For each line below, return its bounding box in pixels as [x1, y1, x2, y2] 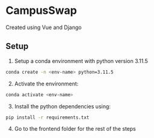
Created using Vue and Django [5, 24, 82, 31]
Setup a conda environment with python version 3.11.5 [14, 57, 149, 64]
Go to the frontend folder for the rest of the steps [14, 125, 136, 133]
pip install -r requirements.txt [5, 114, 90, 120]
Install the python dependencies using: [14, 102, 111, 110]
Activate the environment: [14, 80, 79, 87]
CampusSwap [5, 4, 78, 18]
